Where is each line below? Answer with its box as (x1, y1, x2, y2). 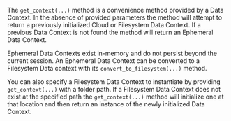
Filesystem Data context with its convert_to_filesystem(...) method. (7, 64, 207, 72)
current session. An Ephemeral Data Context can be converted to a (7, 57, 200, 65)
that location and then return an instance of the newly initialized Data (7, 100, 205, 108)
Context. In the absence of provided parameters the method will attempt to (7, 13, 222, 22)
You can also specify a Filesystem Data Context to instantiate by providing (7, 78, 221, 86)
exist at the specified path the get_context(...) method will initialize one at (7, 92, 224, 101)
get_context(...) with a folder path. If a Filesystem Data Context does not (7, 85, 221, 93)
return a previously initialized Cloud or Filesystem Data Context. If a (7, 21, 201, 29)
